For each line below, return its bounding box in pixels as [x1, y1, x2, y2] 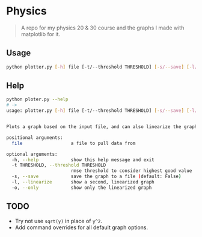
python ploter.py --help [6, 96, 69, 103]
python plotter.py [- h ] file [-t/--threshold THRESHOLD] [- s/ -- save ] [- [6, 64, 192, 70]
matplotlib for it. [20, 30, 61, 37]
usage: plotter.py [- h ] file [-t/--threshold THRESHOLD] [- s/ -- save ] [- [6, 108, 192, 114]
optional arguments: [6, 151, 58, 157]
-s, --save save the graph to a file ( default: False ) [11, 173, 182, 180]
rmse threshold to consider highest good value [70, 168, 192, 174]
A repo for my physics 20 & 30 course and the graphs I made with [20, 24, 185, 31]
